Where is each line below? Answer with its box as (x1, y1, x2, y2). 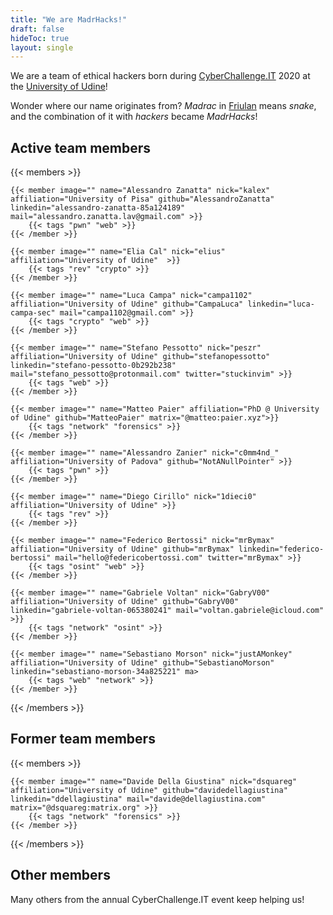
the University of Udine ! (10, 81, 108, 93)
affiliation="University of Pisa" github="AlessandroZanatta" (10, 194, 275, 205)
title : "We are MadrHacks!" (10, 14, 128, 25)
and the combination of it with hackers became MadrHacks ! (10, 111, 258, 123)
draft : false (10, 24, 65, 34)
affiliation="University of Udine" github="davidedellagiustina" (10, 785, 288, 795)
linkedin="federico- (238, 544, 325, 555)
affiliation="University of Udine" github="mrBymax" (10, 544, 235, 555)
